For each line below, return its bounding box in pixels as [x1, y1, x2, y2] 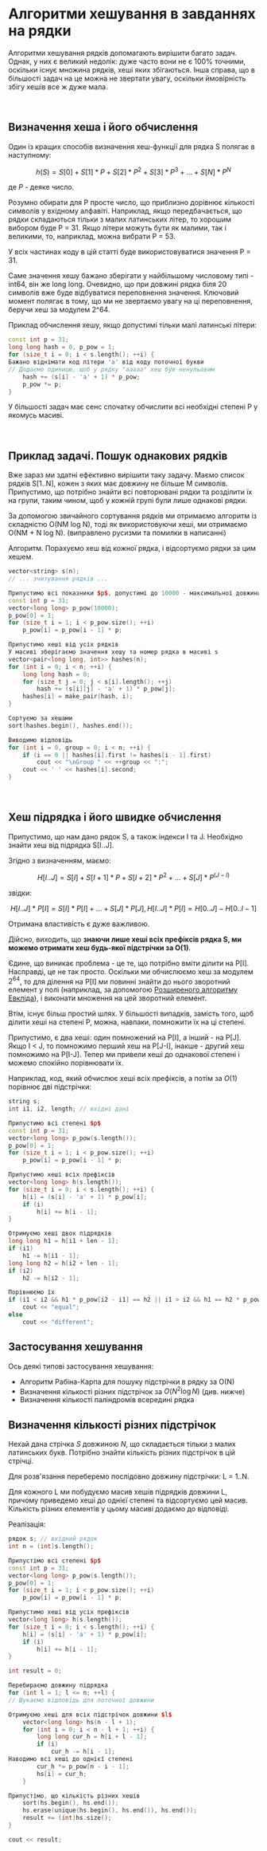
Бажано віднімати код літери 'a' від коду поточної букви [8, 358, 204, 367]
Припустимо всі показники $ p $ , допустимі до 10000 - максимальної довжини [8, 589, 261, 597]
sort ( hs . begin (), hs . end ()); [22, 1799, 119, 1807]
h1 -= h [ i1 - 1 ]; [22, 1252, 80, 1260]
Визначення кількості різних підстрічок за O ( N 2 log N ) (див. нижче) [19, 1385, 246, 1396]
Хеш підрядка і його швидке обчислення [8, 811, 222, 824]
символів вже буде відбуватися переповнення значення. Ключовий [8, 288, 239, 297]
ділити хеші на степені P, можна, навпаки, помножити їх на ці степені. [8, 1017, 246, 1027]
